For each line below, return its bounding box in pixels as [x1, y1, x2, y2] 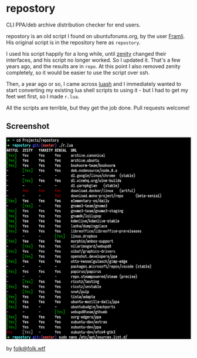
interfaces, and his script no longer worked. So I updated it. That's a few [6, 56, 181, 63]
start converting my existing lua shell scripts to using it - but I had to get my [6, 86, 189, 93]
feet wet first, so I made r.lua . [6, 93, 80, 100]
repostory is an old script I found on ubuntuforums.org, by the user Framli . [6, 32, 185, 39]
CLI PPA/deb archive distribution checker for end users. [6, 21, 141, 28]
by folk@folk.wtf [6, 345, 46, 352]
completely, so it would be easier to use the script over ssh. [6, 69, 150, 76]
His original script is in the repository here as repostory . [6, 39, 141, 46]
